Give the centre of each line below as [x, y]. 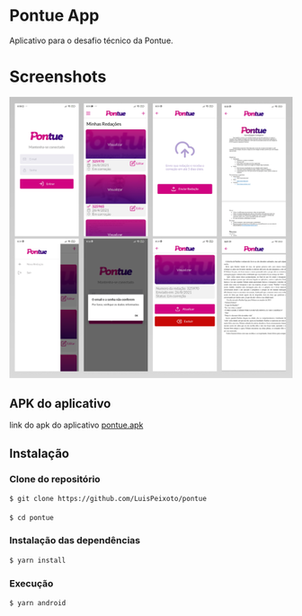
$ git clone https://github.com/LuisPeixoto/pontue [108, 498]
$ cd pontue [31, 517]
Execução [31, 583]
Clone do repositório [55, 479]
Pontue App [54, 16]
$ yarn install [38, 560]
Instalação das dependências [75, 541]
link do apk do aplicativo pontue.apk [76, 425]
